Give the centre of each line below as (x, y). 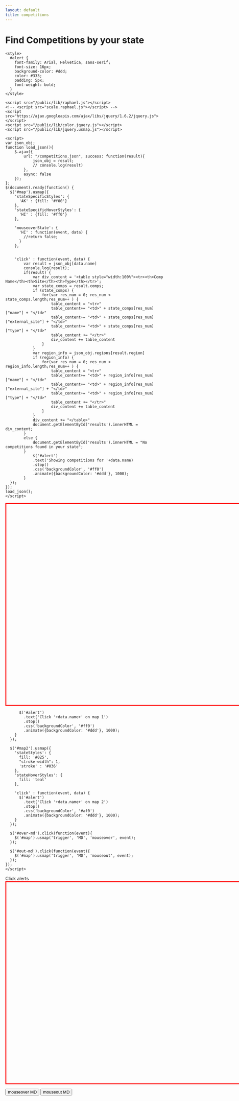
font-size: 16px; (33, 67)
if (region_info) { (53, 358)
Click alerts (17, 879)
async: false (38, 174)
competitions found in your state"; (44, 447)
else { (31, 438)
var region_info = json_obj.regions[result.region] (89, 353)
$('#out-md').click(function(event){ (50, 851)
